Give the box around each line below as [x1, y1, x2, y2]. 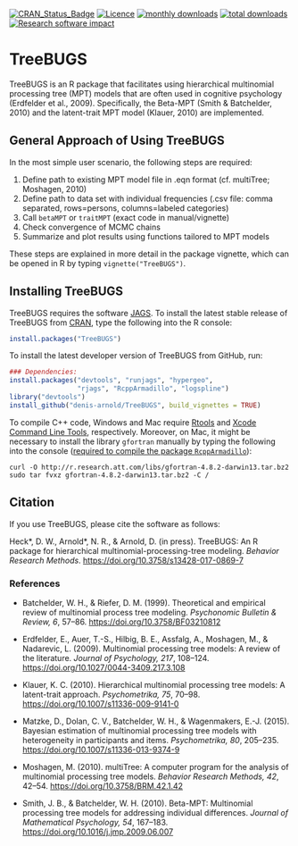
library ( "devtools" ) [9, 393, 87, 402]
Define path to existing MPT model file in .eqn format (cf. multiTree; [21, 174, 270, 185]
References [9, 577, 61, 590]
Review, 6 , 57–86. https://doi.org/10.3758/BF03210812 [21, 616, 221, 627]
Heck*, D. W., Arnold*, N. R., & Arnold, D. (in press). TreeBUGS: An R [9, 536, 259, 547]
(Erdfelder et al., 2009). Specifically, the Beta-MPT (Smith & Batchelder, [9, 97, 272, 108]
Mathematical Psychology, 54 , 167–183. [21, 817, 169, 827]
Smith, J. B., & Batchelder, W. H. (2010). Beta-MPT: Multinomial [21, 798, 253, 808]
